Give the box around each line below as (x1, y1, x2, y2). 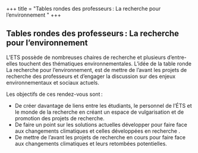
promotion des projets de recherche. (14, 114, 105, 121)
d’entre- (167, 54, 187, 61)
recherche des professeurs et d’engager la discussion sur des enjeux (6, 73, 176, 80)
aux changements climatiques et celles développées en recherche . (14, 127, 180, 135)
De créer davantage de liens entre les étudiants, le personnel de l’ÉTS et (14, 102, 192, 109)
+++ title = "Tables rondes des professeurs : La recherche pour (6, 5, 161, 12)
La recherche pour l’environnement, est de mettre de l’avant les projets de (6, 66, 187, 73)
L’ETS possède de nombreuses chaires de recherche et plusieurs (6, 54, 166, 61)
